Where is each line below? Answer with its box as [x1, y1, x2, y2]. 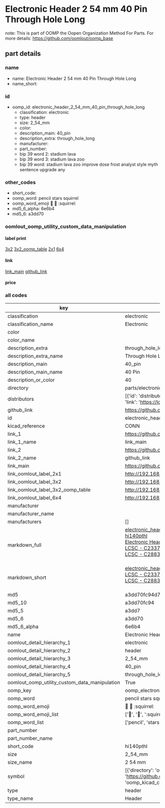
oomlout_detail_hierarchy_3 [7, 655, 71, 662]
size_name [7, 759, 32, 766]
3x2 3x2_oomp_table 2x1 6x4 [5, 246, 64, 252]
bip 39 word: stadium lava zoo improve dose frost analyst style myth [19, 161, 158, 167]
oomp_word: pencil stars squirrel [12, 195, 79, 201]
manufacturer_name [7, 511, 55, 517]
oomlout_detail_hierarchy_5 [7, 671, 71, 678]
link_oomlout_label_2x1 [7, 470, 62, 477]
